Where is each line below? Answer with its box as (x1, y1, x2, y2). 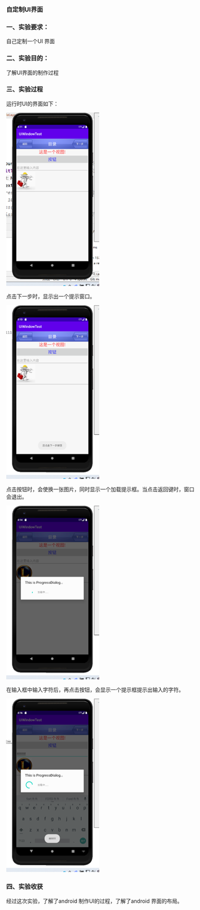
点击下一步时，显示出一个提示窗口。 (6, 293, 96, 300)
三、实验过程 (6, 85, 44, 94)
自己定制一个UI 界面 (6, 38, 56, 45)
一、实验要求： (6, 23, 50, 31)
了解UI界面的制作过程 (6, 69, 59, 76)
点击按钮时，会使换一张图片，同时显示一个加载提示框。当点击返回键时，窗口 (6, 486, 195, 493)
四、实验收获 (6, 882, 44, 891)
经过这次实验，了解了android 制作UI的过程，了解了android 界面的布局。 (6, 897, 183, 905)
